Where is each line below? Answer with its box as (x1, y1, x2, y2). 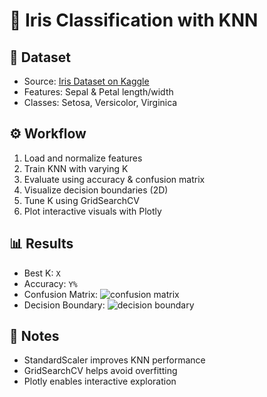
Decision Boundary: (23, 299, 106, 311)
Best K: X (23, 267, 61, 279)
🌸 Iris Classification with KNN (9, 9, 259, 32)
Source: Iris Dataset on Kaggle (23, 75, 150, 87)
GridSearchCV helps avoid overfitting (23, 365, 178, 377)
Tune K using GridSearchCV (23, 194, 140, 206)
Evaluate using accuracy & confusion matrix (23, 173, 206, 185)
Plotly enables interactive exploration (23, 375, 177, 388)
